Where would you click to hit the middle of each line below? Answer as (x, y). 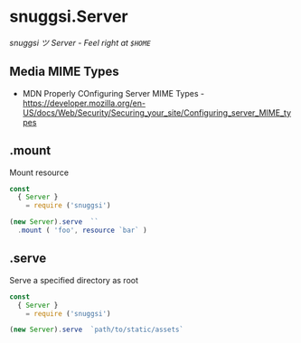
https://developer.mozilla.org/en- (84, 103)
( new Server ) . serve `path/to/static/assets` (96, 330)
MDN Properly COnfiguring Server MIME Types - (113, 93)
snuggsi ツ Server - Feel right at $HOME (80, 42)
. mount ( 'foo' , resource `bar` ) (82, 231)
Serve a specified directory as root (74, 280)
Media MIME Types (64, 72)
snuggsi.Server (69, 17)
